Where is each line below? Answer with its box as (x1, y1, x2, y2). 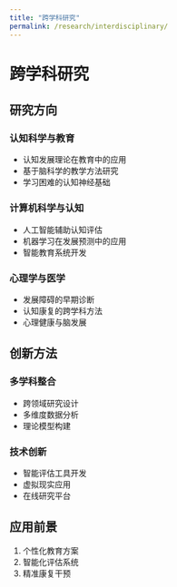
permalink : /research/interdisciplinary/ (9, 22, 169, 31)
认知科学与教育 (9, 132, 75, 144)
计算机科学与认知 (9, 201, 84, 214)
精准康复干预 (22, 568, 71, 579)
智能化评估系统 (22, 556, 79, 567)
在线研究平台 (22, 490, 71, 501)
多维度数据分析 (22, 409, 79, 420)
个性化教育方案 (22, 545, 79, 556)
